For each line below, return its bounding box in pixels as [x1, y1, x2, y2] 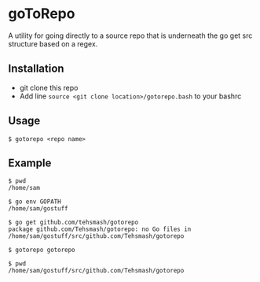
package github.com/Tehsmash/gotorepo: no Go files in [8, 225, 192, 233]
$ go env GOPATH [8, 198, 61, 206]
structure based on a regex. [8, 39, 98, 48]
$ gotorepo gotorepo [8, 246, 76, 254]
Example [8, 156, 52, 169]
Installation [8, 62, 64, 76]
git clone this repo [19, 83, 79, 92]
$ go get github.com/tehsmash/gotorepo [8, 218, 139, 227]
